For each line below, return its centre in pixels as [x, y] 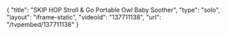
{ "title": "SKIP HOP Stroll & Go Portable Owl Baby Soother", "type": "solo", [113, 10]
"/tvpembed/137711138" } [43, 24]
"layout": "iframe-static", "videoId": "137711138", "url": [84, 17]
